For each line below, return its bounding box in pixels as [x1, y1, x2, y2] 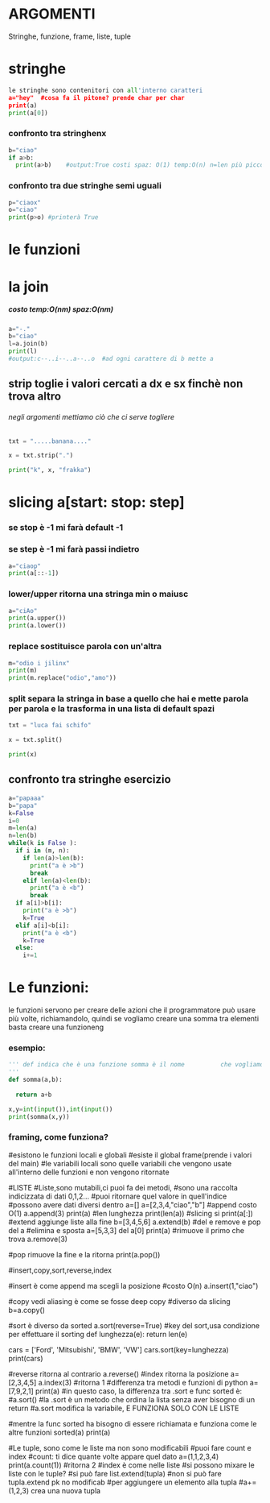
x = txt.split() [8, 736, 63, 744]
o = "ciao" [8, 206, 38, 214]
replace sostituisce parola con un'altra [8, 641, 162, 652]
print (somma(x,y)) [8, 1112, 70, 1120]
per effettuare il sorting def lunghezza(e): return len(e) [8, 1329, 188, 1339]
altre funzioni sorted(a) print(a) [8, 1427, 111, 1437]
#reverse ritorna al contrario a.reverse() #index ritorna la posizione [8, 1368, 229, 1378]
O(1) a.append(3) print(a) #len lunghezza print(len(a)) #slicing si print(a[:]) [8, 1208, 253, 1218]
